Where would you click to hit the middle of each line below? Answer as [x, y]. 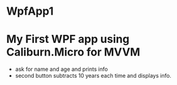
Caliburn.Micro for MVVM [73, 52]
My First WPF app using [68, 39]
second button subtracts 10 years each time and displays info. [93, 76]
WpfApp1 [30, 11]
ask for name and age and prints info [61, 69]
